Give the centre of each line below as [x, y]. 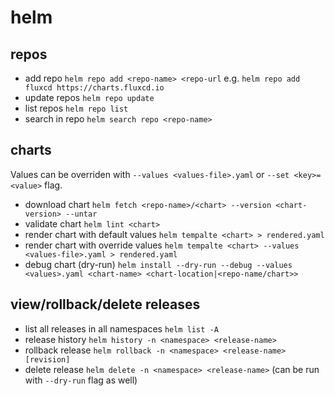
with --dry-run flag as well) [81, 380]
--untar [81, 214]
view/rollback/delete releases [105, 304]
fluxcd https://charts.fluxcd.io [94, 88]
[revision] [47, 359]
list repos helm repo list [76, 108]
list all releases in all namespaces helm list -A [121, 328]
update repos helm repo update [89, 97]
